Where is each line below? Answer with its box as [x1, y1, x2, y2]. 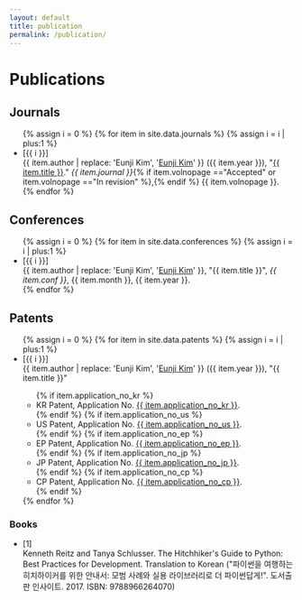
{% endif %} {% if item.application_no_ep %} [35, 429, 204, 438]
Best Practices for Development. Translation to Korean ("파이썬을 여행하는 [22, 558, 294, 569]
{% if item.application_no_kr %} [35, 390, 154, 401]
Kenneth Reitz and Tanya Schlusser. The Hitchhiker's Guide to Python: [22, 548, 284, 559]
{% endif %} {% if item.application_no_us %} [35, 410, 203, 420]
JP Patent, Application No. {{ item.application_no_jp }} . [35, 457, 240, 467]
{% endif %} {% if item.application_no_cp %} [35, 466, 204, 477]
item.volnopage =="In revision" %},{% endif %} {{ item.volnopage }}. [22, 177, 279, 188]
